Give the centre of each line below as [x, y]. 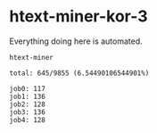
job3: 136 [28, 112]
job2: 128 [28, 104]
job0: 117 [28, 88]
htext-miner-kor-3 [78, 17]
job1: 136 [28, 96]
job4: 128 [28, 120]
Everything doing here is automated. [76, 41]
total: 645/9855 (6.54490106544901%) [79, 73]
